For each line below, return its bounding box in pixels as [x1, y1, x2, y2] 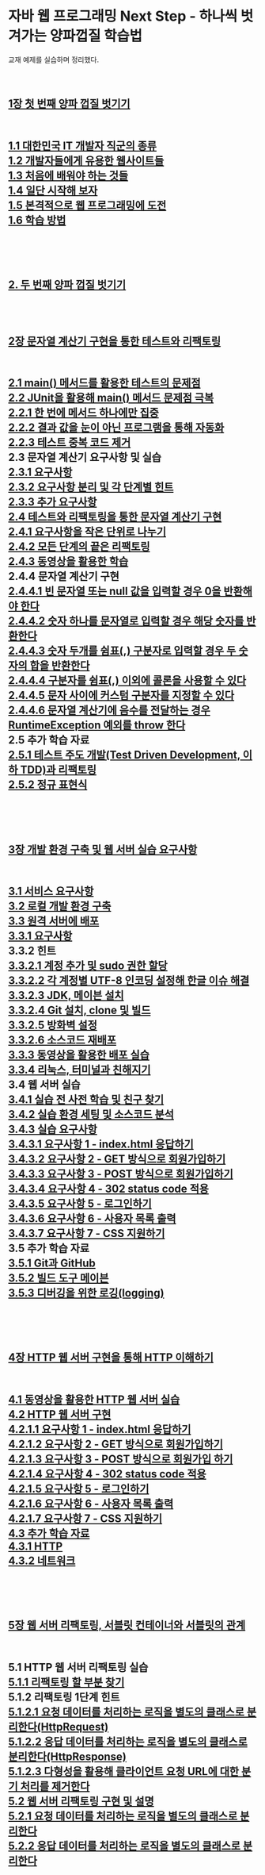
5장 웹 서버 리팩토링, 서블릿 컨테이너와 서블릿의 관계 [8, 1619, 246, 1632]
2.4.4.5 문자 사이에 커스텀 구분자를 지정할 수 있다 [8, 689, 235, 702]
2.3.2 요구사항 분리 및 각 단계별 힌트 [8, 481, 174, 494]
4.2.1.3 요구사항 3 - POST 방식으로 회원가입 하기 [8, 1452, 233, 1466]
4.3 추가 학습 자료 [8, 1527, 90, 1540]
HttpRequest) [40, 1719, 109, 1734]
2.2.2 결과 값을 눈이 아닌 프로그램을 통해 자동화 [8, 421, 225, 435]
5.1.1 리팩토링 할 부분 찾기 [8, 1675, 125, 1689]
